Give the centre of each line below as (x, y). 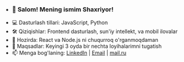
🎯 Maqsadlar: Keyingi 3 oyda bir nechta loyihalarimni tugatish (87, 46)
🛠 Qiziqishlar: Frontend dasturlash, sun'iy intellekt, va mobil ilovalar (95, 31)
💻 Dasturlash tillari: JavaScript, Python (60, 22)
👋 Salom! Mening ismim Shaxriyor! (63, 9)
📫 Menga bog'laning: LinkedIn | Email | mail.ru (69, 53)
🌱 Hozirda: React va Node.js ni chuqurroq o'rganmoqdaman (85, 40)
